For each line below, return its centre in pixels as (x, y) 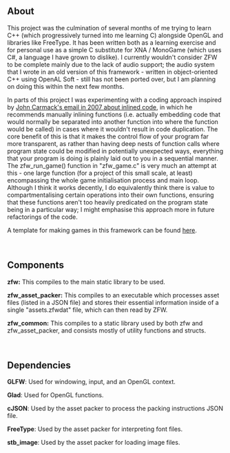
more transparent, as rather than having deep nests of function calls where (114, 143)
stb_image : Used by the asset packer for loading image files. (94, 443)
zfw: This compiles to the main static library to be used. (86, 282)
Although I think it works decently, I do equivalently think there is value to (111, 187)
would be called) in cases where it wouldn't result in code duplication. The (113, 129)
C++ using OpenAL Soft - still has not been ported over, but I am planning (112, 79)
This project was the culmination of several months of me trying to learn (109, 28)
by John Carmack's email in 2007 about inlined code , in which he (100, 107)
